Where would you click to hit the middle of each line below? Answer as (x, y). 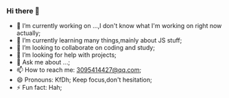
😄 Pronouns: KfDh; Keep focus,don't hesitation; (84, 80)
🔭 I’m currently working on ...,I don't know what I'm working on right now (119, 26)
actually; (28, 33)
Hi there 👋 (23, 11)
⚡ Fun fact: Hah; (39, 88)
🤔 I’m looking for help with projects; (67, 55)
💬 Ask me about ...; (43, 62)
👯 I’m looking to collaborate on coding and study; (86, 48)
